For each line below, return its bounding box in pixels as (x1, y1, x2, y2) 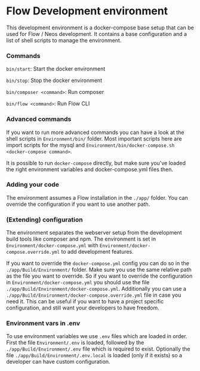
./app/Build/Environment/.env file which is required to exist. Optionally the (6, 345, 190, 352)
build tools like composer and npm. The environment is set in (6, 235, 156, 243)
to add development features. (61, 248, 134, 256)
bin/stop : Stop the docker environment (6, 77, 103, 84)
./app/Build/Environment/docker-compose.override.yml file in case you (6, 291, 181, 299)
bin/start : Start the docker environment (6, 65, 106, 72)
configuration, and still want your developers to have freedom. (6, 304, 159, 312)
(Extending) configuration (6, 215, 83, 224)
